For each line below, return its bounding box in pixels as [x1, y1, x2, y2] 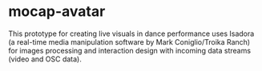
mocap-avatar [8, 2, 106, 21]
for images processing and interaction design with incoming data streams [8, 45, 251, 55]
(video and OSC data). [8, 54, 83, 64]
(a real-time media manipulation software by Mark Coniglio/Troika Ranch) [8, 37, 251, 46]
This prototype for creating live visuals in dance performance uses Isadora [8, 29, 255, 38]
